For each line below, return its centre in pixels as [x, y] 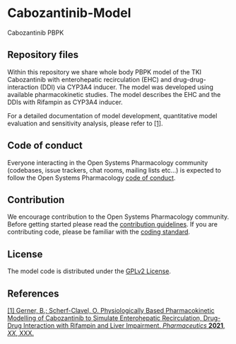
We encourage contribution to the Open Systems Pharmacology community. [118, 217]
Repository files [43, 55]
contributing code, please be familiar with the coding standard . [99, 232]
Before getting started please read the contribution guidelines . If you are [112, 224]
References [33, 293]
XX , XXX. [20, 333]
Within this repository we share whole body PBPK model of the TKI [105, 71]
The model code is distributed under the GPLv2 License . [89, 271]
